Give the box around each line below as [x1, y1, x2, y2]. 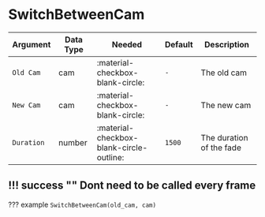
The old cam [200, 67, 247, 78]
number [58, 137, 88, 148]
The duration [200, 132, 248, 143]
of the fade [200, 142, 242, 153]
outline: [96, 152, 125, 163]
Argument [12, 39, 51, 50]
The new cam [200, 99, 252, 110]
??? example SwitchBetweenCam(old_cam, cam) [8, 200, 156, 209]
